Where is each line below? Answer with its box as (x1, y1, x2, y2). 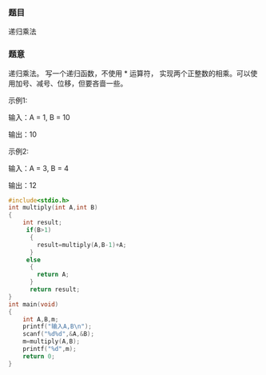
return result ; (29, 285, 81, 293)
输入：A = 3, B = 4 (8, 163, 69, 173)
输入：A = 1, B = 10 (8, 112, 70, 122)
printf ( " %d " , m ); (22, 345, 77, 353)
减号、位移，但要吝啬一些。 (35, 78, 128, 88)
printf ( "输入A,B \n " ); (22, 322, 93, 331)
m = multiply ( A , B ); (22, 337, 81, 345)
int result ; (22, 218, 62, 227)
